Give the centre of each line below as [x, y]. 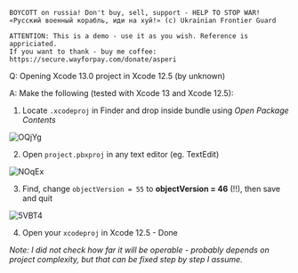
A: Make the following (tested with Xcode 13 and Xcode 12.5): [121, 93]
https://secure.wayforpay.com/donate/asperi [93, 60]
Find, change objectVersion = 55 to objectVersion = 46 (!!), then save [151, 189]
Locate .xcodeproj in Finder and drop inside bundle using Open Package [155, 110]
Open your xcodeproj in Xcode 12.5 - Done [100, 233]
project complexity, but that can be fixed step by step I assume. [126, 259]
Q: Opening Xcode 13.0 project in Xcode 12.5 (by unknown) [117, 76]
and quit [37, 198]
